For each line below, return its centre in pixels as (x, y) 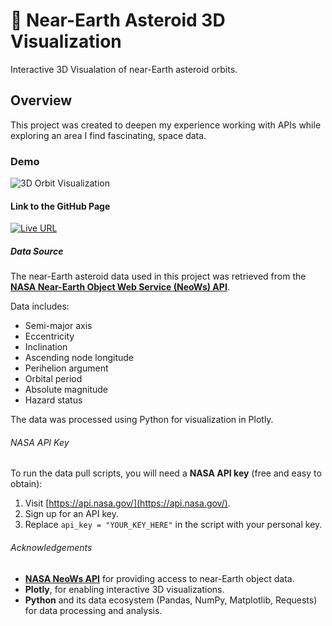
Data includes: (40, 306)
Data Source (37, 251)
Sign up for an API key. (72, 514)
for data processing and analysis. (93, 610)
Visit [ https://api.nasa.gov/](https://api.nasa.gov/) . (127, 503)
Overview (41, 100)
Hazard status (53, 400)
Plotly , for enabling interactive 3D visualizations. (124, 589)
